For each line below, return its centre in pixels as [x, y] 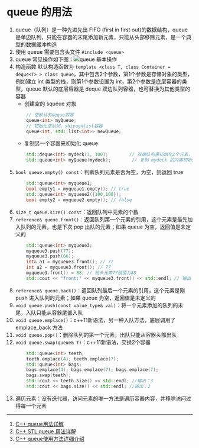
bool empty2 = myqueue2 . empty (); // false [79, 200]
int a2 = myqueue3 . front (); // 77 [68, 267]
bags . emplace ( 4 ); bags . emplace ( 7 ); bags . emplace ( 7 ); [92, 370]
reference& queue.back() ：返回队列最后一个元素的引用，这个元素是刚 [100, 290]
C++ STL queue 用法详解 [45, 431]
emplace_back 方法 [39, 327]
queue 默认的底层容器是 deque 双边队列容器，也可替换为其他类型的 [108, 89]
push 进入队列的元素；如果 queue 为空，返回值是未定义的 [85, 298]
